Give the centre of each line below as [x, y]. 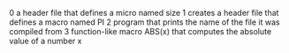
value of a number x [46, 41]
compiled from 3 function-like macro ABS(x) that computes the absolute [141, 31]
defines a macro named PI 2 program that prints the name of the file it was [144, 22]
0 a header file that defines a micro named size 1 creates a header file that [144, 13]
